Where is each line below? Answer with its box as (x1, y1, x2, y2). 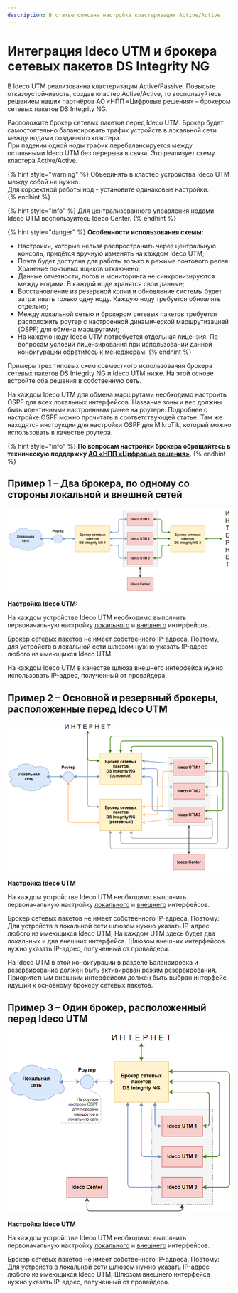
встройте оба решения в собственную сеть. (7, 376, 142, 384)
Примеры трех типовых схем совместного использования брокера (7, 361, 213, 370)
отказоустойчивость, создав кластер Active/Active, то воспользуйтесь (7, 89, 222, 98)
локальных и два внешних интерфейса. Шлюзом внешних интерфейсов (7, 937, 225, 946)
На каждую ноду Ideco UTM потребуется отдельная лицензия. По (17, 332, 219, 341)
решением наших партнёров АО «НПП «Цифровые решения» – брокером (7, 97, 231, 105)
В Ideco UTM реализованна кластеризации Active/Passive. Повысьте (7, 82, 216, 90)
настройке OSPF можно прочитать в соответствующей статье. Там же (7, 413, 223, 422)
